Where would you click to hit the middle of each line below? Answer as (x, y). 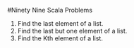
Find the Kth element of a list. (60, 38)
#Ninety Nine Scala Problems (50, 10)
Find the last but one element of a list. (72, 31)
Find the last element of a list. (60, 23)
